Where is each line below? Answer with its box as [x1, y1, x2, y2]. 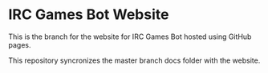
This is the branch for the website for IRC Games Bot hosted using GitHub [8, 32, 252, 41]
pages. [8, 40, 31, 49]
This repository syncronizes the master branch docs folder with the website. [8, 56, 261, 65]
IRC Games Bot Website [8, 6, 169, 24]
